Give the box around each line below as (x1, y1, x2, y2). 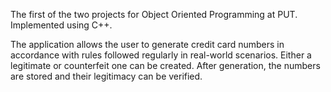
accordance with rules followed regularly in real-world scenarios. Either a (10, 49, 312, 61)
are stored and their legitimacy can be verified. (10, 70, 203, 82)
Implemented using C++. (10, 19, 113, 31)
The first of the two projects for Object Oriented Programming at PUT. (10, 9, 298, 20)
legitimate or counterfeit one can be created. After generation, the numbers (10, 60, 321, 71)
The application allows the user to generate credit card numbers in (10, 39, 285, 50)
